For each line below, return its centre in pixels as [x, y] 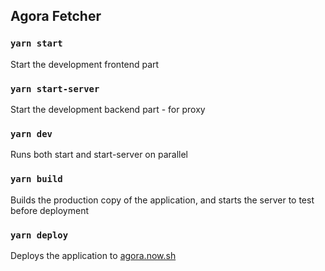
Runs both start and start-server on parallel [99, 155]
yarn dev [31, 133]
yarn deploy [39, 235]
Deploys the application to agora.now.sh [93, 255]
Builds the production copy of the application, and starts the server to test [162, 200]
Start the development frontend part [85, 64]
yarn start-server [55, 88]
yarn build [36, 179]
